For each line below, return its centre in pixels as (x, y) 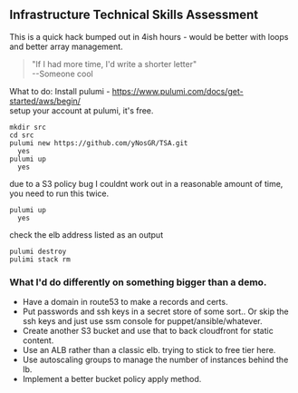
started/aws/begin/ (45, 101)
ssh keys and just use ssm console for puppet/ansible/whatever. (142, 321)
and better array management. (67, 46)
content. (38, 340)
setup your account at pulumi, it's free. (82, 110)
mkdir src (28, 127)
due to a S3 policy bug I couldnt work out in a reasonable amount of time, (146, 183)
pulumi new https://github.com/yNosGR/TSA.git (99, 143)
